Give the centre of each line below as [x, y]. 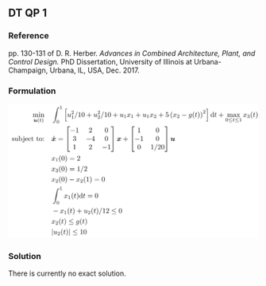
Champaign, [28, 70]
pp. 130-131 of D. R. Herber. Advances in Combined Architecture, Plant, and [132, 53]
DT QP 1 [28, 13]
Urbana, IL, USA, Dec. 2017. [95, 70]
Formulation [32, 91]
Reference [29, 36]
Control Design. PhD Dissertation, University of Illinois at [100, 61]
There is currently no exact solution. [67, 273]
